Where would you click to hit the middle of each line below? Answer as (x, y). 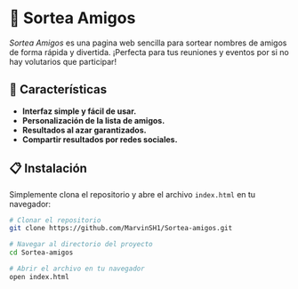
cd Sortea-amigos (41, 253)
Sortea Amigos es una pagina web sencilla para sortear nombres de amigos (148, 43)
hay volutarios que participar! (63, 61)
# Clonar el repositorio (55, 220)
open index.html (39, 277)
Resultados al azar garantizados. (84, 130)
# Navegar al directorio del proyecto (81, 245)
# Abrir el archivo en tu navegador (77, 269)
